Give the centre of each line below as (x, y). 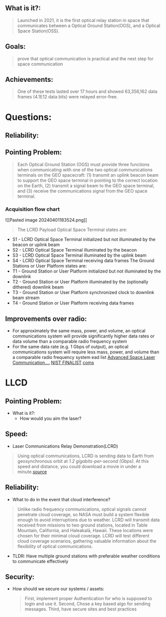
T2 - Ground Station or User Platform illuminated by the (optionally (80, 282)
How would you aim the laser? (51, 418)
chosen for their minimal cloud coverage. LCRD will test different (83, 536)
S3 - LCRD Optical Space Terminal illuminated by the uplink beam (79, 255)
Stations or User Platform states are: (49, 266)
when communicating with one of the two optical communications (85, 170)
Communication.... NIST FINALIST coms (53, 362)
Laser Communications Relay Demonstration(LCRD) (65, 446)
